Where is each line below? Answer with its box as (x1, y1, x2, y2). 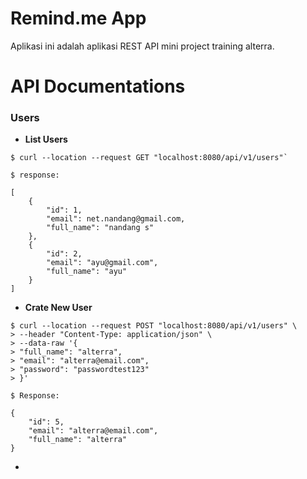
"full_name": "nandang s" (46, 223, 155, 233)
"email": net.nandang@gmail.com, (46, 214, 186, 224)
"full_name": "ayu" (46, 267, 128, 277)
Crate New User (24, 302, 93, 314)
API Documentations (10, 75, 186, 98)
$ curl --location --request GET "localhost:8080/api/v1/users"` (10, 153, 288, 163)
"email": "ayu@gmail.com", (46, 258, 159, 268)
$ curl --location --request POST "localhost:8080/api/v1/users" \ (10, 321, 298, 331)
